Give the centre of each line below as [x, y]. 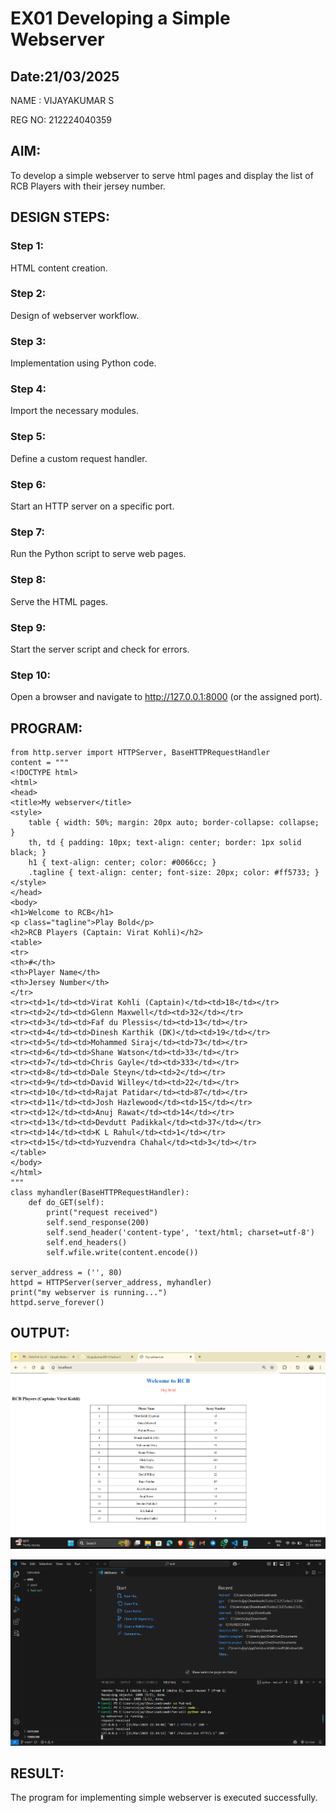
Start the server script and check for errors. [100, 649]
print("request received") [102, 1212]
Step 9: [28, 627]
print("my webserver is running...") [89, 1292]
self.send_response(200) [98, 1222]
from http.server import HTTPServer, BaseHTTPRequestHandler [140, 752]
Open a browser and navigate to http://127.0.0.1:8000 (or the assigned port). [166, 697]
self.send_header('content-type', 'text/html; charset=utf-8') [180, 1232]
